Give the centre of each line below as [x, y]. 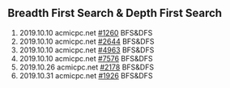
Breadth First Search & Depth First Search [115, 13]
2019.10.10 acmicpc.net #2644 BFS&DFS [87, 41]
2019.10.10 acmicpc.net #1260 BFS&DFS [86, 32]
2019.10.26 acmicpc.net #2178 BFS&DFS [87, 67]
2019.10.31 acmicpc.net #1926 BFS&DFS [86, 75]
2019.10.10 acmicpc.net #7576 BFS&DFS [86, 58]
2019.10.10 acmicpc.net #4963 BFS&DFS [87, 50]
